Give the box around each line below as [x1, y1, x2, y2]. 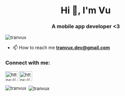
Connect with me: [5, 59, 51, 66]
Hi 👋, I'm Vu [60, 5, 111, 16]
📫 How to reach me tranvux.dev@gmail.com [12, 44, 110, 51]
